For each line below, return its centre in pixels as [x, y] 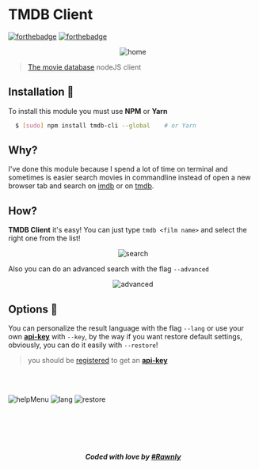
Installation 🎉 [41, 92]
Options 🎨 [33, 309]
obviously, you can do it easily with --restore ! [83, 345]
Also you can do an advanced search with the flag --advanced [109, 269]
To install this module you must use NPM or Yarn [88, 111]
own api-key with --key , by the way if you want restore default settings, [126, 337]
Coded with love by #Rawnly [133, 457]
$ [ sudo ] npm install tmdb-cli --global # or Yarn [106, 125]
